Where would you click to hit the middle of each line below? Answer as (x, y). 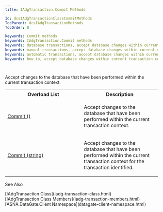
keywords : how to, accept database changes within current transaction (79, 59)
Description (120, 94)
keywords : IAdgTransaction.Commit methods (49, 41)
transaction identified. (109, 167)
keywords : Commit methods (31, 36)
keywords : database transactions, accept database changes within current (82, 45)
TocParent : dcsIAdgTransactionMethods (44, 23)
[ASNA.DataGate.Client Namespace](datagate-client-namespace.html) (76, 204)
